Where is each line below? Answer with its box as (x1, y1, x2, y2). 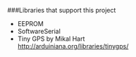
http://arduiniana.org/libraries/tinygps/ (17, 42, 129, 50)
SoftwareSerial (17, 27, 61, 35)
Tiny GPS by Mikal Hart (17, 34, 85, 43)
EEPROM (17, 20, 44, 27)
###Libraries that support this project (7, 6, 116, 14)
